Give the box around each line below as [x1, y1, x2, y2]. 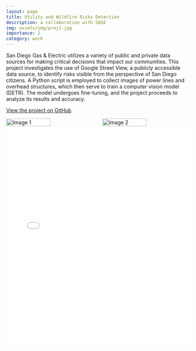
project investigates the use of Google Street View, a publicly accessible [6, 64, 181, 71]
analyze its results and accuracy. [6, 96, 86, 103]
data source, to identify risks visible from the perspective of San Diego [6, 71, 177, 77]
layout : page [6, 8, 38, 15]
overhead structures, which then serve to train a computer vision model [6, 83, 180, 90]
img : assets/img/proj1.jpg [6, 25, 72, 31]
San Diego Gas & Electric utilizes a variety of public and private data [6, 52, 171, 59]
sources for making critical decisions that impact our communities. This [6, 58, 179, 65]
